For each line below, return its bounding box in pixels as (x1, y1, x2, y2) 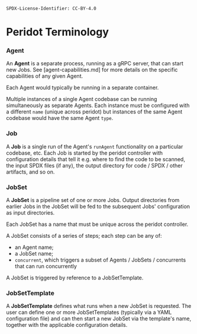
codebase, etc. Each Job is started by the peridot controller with (6, 149, 163, 156)
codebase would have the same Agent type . (6, 115, 114, 122)
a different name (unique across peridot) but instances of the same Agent (6, 108, 183, 115)
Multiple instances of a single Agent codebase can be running (6, 96, 157, 103)
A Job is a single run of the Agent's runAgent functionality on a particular (6, 143, 183, 150)
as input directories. (6, 209, 55, 216)
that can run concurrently (14, 263, 77, 270)
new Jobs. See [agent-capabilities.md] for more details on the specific (6, 66, 178, 74)
